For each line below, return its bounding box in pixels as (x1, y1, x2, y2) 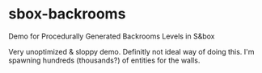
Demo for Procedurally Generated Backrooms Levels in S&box (8, 31, 215, 41)
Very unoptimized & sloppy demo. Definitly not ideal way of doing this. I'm (8, 47, 255, 56)
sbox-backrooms (8, 5, 126, 23)
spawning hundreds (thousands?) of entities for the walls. (8, 55, 201, 65)
